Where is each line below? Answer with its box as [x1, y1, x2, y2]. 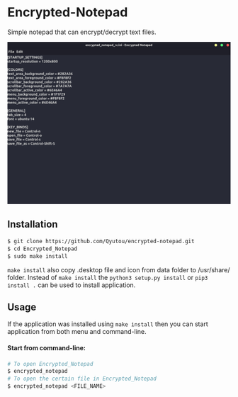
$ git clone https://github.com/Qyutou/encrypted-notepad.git [7, 237, 195, 245]
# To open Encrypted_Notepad [7, 360, 93, 367]
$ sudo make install [7, 252, 69, 259]
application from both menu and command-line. [7, 328, 147, 336]
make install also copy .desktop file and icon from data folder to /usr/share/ [7, 265, 230, 274]
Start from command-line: [7, 343, 86, 352]
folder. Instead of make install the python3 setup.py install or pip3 [7, 273, 208, 281]
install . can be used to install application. [7, 281, 136, 289]
